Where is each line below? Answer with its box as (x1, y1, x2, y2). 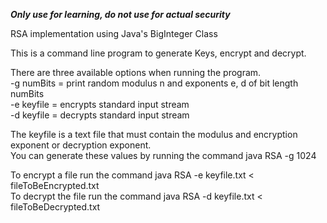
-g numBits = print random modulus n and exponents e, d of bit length (10, 77, 299, 89)
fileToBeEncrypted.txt (10, 180, 100, 191)
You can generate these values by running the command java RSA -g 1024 (10, 150, 317, 161)
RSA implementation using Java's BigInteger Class (10, 28, 218, 39)
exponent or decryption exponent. (10, 139, 152, 151)
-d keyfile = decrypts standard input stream (10, 109, 190, 121)
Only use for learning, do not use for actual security (10, 9, 231, 20)
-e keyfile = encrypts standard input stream (10, 99, 190, 110)
